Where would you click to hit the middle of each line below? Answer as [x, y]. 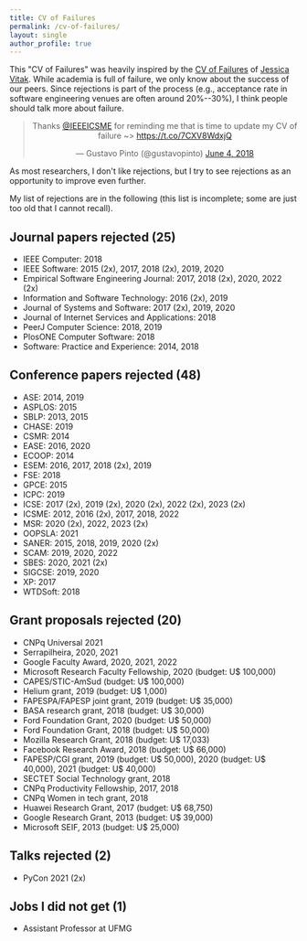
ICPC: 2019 [44, 494]
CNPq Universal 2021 [63, 642]
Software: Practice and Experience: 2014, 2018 [111, 347]
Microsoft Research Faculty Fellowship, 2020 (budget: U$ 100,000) [149, 671]
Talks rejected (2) [60, 856]
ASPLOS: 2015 [50, 407]
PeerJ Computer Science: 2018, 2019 [92, 327]
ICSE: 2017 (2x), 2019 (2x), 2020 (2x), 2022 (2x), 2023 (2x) [134, 504]
